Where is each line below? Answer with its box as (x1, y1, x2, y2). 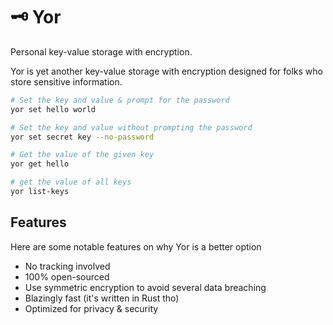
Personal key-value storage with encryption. (10, 45, 193, 58)
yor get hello (10, 159, 70, 169)
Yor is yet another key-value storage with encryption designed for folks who (10, 65, 323, 77)
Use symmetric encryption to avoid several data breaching (24, 281, 267, 293)
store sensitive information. (10, 75, 123, 88)
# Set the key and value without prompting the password (10, 122, 253, 133)
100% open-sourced (24, 270, 110, 283)
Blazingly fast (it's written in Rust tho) (24, 292, 180, 304)
